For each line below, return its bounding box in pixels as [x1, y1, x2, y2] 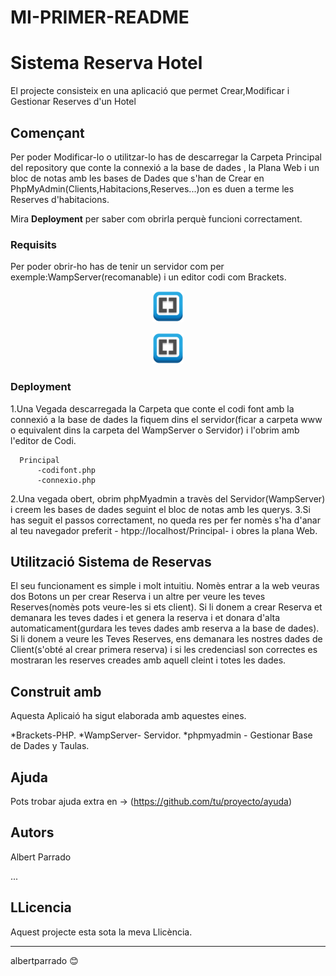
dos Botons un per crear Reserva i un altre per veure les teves [10, 591, 266, 603]
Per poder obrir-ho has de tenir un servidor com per [10, 261, 225, 273]
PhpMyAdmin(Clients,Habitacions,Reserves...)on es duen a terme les [10, 182, 295, 195]
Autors [10, 824, 55, 841]
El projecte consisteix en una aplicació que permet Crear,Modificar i [10, 85, 290, 97]
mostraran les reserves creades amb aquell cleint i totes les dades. [10, 654, 287, 666]
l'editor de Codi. [10, 434, 77, 446]
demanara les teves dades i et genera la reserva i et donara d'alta [10, 612, 281, 624]
